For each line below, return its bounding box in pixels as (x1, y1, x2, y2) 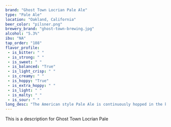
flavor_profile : (5, 45, 40, 50)
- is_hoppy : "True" (7, 78, 49, 83)
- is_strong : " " (7, 54, 44, 60)
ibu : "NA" (5, 36, 26, 41)
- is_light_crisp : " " (7, 69, 56, 74)
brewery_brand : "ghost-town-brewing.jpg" (5, 26, 95, 31)
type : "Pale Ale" (5, 12, 42, 17)
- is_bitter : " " (7, 50, 44, 55)
